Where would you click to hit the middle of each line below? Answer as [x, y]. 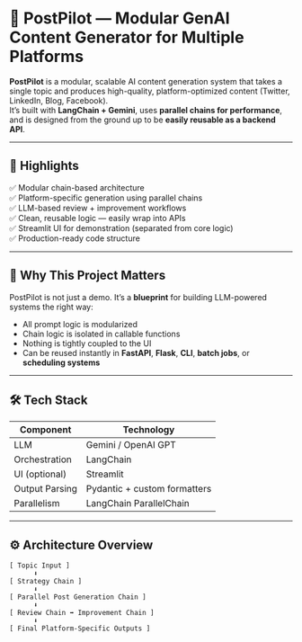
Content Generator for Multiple [127, 37]
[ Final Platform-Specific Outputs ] [80, 629]
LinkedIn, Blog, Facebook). [59, 100]
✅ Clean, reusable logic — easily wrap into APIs [98, 218]
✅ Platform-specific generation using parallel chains [106, 198]
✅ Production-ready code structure [75, 238]
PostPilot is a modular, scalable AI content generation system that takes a [146, 81]
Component [45, 430]
